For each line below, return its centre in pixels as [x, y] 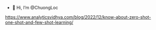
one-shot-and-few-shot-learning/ [39, 22]
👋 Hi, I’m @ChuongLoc [35, 8]
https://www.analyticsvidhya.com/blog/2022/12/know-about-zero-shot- [78, 17]
